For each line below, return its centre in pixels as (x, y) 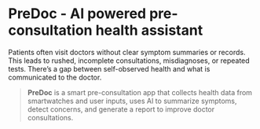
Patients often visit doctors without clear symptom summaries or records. (127, 52)
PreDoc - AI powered (77, 14)
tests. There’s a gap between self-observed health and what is (109, 68)
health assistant (149, 30)
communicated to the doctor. (55, 77)
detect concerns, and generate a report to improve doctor (121, 109)
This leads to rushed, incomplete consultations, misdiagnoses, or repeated (129, 61)
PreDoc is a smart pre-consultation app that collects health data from (140, 92)
